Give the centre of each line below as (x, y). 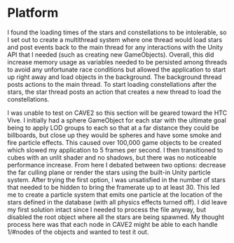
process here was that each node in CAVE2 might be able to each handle (113, 224)
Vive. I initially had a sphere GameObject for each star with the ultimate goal (117, 120)
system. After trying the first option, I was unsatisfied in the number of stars (117, 179)
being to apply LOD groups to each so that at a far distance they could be (113, 127)
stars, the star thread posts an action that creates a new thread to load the (115, 92)
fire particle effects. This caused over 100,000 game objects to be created (115, 142)
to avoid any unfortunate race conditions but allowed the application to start (117, 69)
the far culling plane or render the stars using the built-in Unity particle (109, 172)
